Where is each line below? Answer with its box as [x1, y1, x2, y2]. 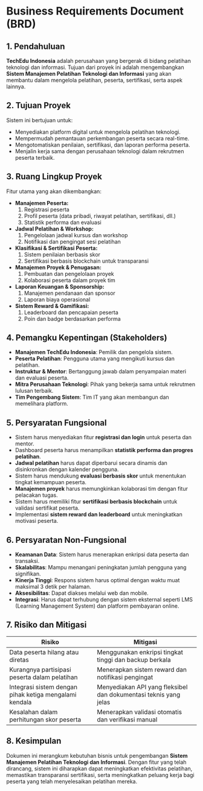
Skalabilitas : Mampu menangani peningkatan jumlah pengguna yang [14, 564, 187, 571]
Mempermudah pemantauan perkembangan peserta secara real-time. [14, 134, 190, 142]
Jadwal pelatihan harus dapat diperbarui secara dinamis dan [14, 459, 168, 467]
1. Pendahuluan [6, 41, 65, 51]
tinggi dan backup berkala [97, 655, 171, 664]
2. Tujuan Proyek [6, 100, 71, 111]
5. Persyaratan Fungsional [6, 418, 107, 428]
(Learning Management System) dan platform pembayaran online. [14, 602, 179, 609]
